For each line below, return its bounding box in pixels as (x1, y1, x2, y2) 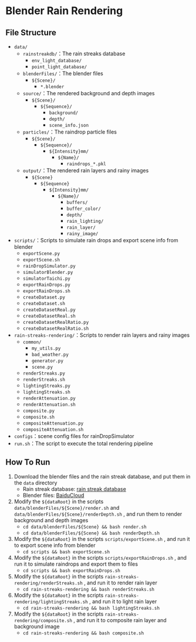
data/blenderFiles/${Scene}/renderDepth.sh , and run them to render (13, 510, 183, 517)
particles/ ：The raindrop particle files (22, 128, 117, 135)
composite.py (22, 408, 55, 414)
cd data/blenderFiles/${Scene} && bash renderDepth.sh (22, 530, 160, 536)
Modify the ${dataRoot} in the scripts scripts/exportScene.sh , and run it (13, 535, 190, 542)
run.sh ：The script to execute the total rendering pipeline (13, 440, 153, 447)
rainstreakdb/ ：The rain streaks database (22, 50, 126, 57)
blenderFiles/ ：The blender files (22, 70, 103, 77)
